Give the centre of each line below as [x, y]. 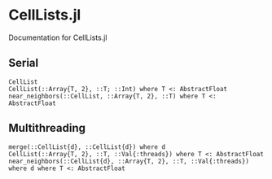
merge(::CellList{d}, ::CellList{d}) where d [87, 147]
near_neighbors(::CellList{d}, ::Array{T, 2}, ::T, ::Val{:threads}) [129, 161]
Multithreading [47, 128]
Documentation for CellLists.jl [58, 37]
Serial [24, 63]
